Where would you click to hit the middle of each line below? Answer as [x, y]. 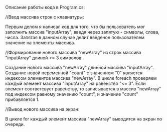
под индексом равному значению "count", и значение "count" [72, 94]
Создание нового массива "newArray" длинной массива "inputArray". [79, 68]
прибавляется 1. [22, 99]
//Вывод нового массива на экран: [42, 109]
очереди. [15, 124]
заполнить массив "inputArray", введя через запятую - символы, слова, [82, 32]
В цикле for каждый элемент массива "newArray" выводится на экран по [84, 119]
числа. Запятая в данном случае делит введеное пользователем [75, 37]
